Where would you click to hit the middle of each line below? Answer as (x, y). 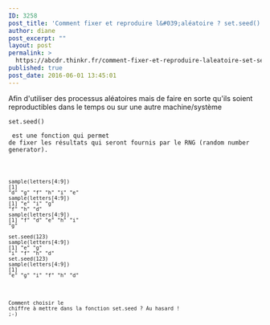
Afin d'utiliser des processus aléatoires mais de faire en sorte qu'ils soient (131, 98)
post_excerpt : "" (37, 38)
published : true (35, 68)
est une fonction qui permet (61, 136)
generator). (28, 149)
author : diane (32, 30)
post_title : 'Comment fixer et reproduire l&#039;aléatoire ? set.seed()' (136, 23)
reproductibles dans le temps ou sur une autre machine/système (115, 107)
